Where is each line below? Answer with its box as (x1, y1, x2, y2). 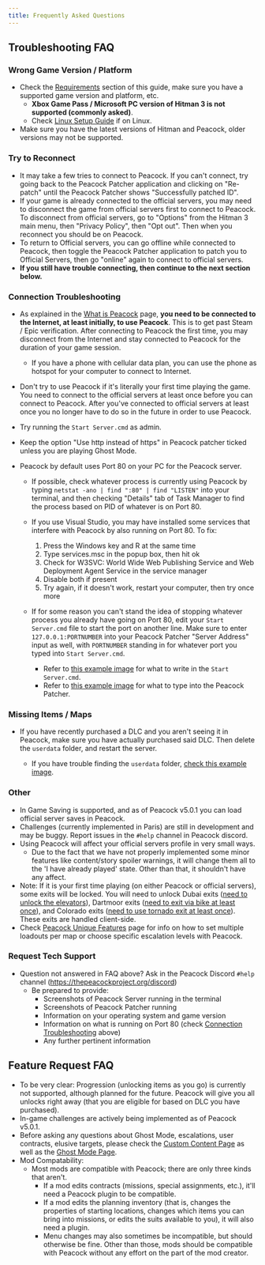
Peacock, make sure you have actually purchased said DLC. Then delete (19, 735, 255, 745)
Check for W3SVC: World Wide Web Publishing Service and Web (43, 557, 255, 567)
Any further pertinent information (43, 1036, 151, 1045)
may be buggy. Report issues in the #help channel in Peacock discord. (19, 830, 248, 840)
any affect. (31, 872, 67, 882)
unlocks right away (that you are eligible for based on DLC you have (19, 1097, 241, 1106)
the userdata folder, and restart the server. (19, 744, 158, 753)
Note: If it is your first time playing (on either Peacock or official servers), (19, 881, 256, 890)
